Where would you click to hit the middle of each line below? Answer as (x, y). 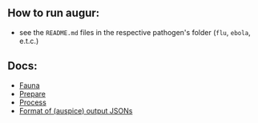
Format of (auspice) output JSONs (76, 110)
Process (33, 102)
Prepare (32, 93)
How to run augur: (54, 13)
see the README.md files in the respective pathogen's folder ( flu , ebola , (135, 32)
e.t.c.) (29, 41)
